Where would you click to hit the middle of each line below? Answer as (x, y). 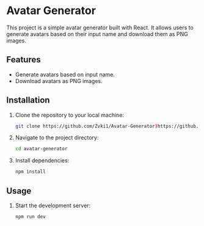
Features (24, 60)
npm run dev (30, 217)
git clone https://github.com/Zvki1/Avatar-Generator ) (86, 126)
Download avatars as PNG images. (59, 81)
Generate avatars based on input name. (65, 75)
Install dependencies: (42, 161)
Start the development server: (53, 206)
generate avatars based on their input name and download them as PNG (97, 34)
